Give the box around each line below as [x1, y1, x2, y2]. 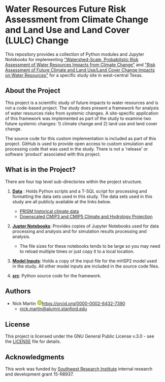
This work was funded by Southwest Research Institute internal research [5, 366, 153, 372]
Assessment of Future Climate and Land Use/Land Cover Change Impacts [5, 67, 155, 73]
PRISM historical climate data [19, 208, 79, 214]
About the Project [5, 86, 61, 95]
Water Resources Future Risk [5, 3, 127, 15]
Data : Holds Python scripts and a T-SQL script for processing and [12, 188, 147, 194]
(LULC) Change [5, 35, 69, 46]
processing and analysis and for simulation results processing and [12, 228, 147, 234]
